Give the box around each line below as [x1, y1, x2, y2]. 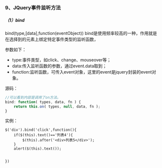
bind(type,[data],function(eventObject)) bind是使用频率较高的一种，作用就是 [5, 30, 157, 36]
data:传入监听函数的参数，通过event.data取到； [12, 63, 107, 69]
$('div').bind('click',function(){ [5, 127, 77, 133]
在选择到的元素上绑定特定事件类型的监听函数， [5, 36, 98, 42]
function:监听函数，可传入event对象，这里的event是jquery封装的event [12, 69, 152, 75]
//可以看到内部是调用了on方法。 [5, 95, 61, 100]
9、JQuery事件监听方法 [5, 4, 61, 11]
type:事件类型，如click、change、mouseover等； [12, 57, 111, 62]
